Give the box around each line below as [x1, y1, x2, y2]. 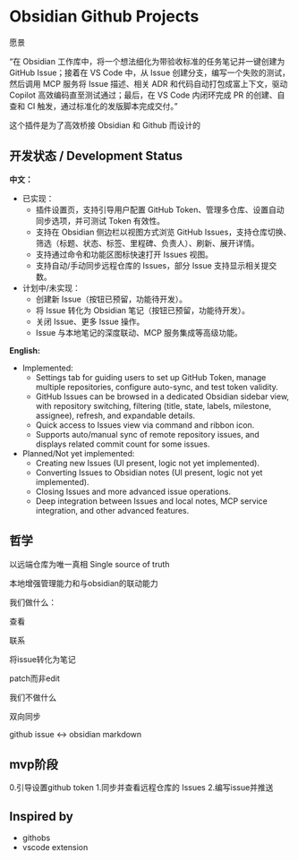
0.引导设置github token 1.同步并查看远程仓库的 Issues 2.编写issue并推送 [9, 782, 274, 793]
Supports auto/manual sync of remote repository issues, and [35, 429, 260, 439]
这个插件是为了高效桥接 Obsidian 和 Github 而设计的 [9, 119, 201, 131]
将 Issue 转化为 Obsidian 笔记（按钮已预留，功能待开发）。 [35, 304, 251, 315]
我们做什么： [9, 597, 56, 608]
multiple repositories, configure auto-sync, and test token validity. [35, 381, 279, 392]
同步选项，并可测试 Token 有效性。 [35, 215, 166, 226]
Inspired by [9, 808, 73, 824]
